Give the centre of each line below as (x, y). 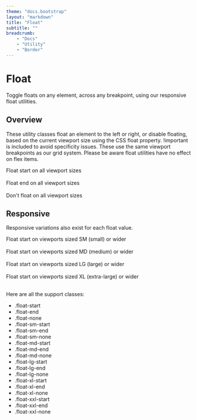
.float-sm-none (33, 337)
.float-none (28, 318)
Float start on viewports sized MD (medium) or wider (70, 252)
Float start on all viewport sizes (44, 170)
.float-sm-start (32, 324)
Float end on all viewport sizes (43, 183)
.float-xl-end (30, 387)
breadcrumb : (21, 33)
